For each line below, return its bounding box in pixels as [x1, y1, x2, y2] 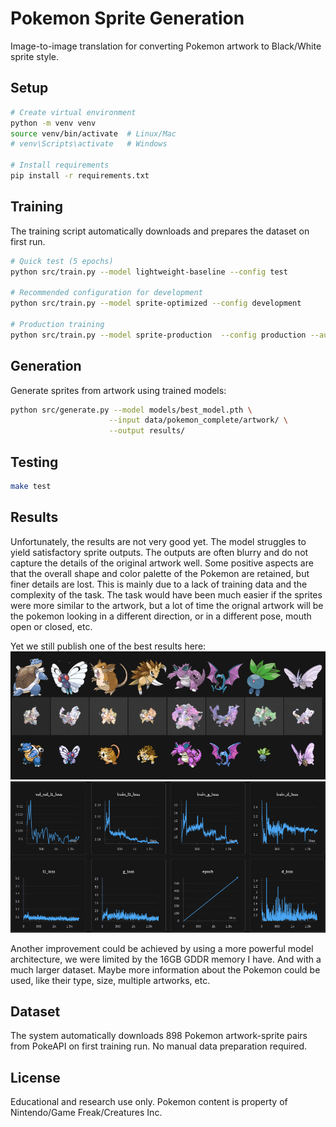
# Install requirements [10, 160, 110, 171]
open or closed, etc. [10, 620, 93, 632]
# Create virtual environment [10, 107, 137, 117]
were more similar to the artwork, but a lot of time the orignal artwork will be [10, 599, 324, 611]
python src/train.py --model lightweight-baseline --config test [10, 267, 288, 277]
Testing [10, 453, 59, 471]
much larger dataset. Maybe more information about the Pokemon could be [10, 963, 321, 976]
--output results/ [108, 426, 186, 436]
